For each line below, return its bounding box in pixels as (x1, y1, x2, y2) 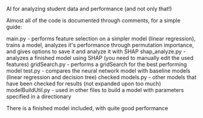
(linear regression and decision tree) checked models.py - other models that (6, 74, 197, 80)
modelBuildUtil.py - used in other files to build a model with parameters (6, 87, 184, 93)
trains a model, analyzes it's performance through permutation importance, (6, 42, 194, 48)
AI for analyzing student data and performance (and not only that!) (6, 5, 172, 12)
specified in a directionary (6, 93, 72, 100)
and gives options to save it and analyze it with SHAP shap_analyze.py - (6, 48, 186, 55)
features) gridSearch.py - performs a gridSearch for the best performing (6, 61, 187, 68)
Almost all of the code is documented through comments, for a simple (6, 17, 181, 24)
